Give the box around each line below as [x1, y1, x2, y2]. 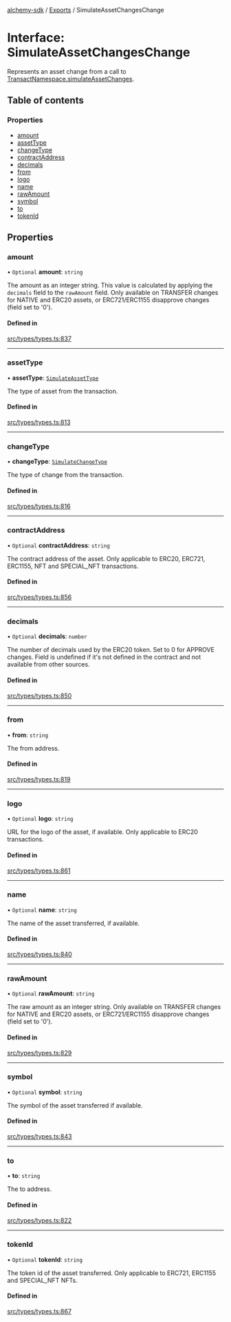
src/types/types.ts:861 [7, 866, 71, 875]
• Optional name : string [7, 906, 77, 914]
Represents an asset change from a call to [7, 67, 126, 75]
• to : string [7, 1172, 41, 1180]
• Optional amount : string [7, 268, 84, 276]
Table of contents [7, 94, 84, 106]
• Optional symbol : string [7, 1088, 82, 1096]
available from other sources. [7, 660, 91, 669]
